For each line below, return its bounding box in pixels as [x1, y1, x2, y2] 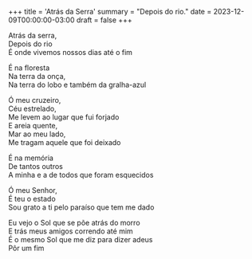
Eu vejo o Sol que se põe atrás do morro [8, 218, 141, 227]
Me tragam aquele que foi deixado [8, 138, 121, 147]
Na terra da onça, [8, 72, 66, 80]
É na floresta [8, 63, 50, 73]
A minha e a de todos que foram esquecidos [8, 171, 154, 179]
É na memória [8, 153, 54, 163]
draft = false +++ [76, 15, 133, 25]
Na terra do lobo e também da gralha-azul [8, 80, 147, 89]
